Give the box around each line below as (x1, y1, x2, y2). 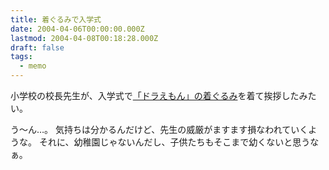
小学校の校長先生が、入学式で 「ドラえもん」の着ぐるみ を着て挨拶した (10, 90, 300, 101)
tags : (10, 52, 33, 62)
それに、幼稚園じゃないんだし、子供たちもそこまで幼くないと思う (38, 136, 311, 148)
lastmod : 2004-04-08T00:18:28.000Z (10, 33, 159, 43)
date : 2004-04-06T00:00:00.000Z (10, 24, 145, 34)
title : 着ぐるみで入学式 (10, 14, 102, 25)
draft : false (10, 42, 65, 53)
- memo (19, 61, 47, 71)
